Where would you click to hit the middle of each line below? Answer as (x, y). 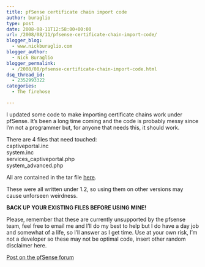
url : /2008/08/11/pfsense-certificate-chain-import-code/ (82, 35)
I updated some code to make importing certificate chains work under (94, 115)
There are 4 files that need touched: (52, 139)
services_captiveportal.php (41, 159)
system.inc (20, 152)
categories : (21, 86)
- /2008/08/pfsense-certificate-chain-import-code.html (84, 69)
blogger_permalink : (31, 63)
